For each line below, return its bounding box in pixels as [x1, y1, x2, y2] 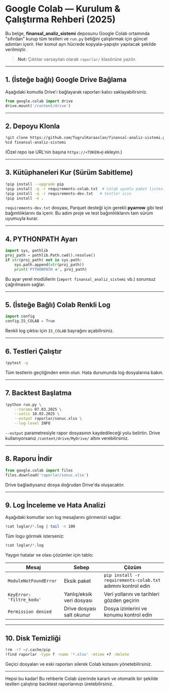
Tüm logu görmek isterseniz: [5, 533, 64, 539]
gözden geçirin [104, 597, 140, 604]
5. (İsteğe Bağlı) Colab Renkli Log [5, 300, 111, 309]
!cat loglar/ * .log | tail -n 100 [5, 524, 75, 529]
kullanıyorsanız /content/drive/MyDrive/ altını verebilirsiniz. [5, 435, 129, 441]
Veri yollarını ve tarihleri [104, 591, 159, 598]
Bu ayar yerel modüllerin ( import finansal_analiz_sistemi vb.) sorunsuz [5, 276, 156, 282]
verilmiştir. [5, 46, 27, 52]
